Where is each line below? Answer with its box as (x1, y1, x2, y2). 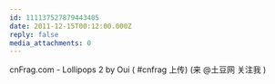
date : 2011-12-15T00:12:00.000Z (9, 22, 132, 31)
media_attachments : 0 (9, 38, 92, 48)
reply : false (9, 30, 59, 39)
